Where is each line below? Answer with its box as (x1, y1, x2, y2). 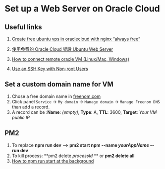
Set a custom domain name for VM (4, 80, 113, 88)
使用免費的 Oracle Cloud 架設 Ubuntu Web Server (11, 46, 113, 52)
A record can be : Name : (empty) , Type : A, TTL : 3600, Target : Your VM (11, 109, 157, 115)
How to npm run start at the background (11, 158, 94, 164)
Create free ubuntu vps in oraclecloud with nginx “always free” (11, 36, 141, 42)
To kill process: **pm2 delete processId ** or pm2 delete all (11, 153, 135, 159)
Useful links (4, 23, 43, 31)
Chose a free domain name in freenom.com (11, 93, 101, 99)
